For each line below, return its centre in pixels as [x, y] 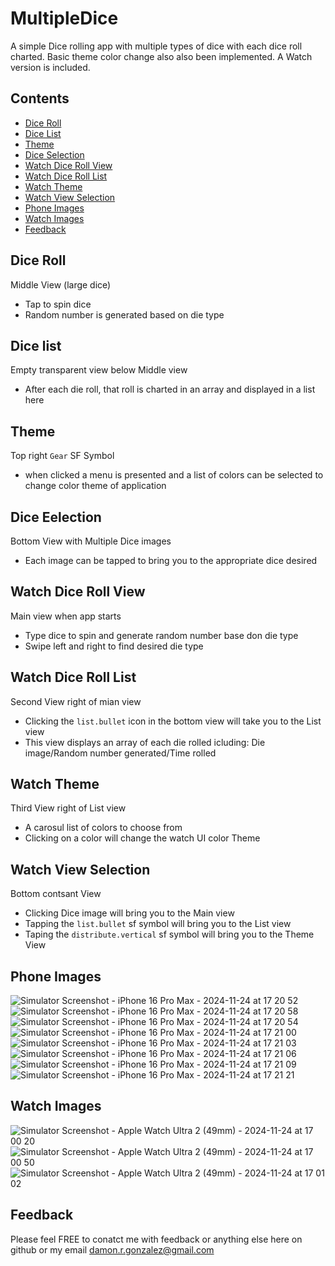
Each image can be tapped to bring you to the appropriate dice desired [171, 560]
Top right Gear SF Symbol [62, 456]
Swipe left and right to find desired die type [114, 646]
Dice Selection [54, 154]
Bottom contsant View [56, 894]
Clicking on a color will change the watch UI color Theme [142, 838]
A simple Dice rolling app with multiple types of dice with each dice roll [156, 46]
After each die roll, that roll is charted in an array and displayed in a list [170, 389]
